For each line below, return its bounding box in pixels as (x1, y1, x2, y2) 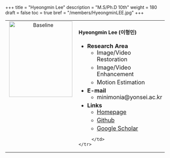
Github (97, 116, 115, 124)
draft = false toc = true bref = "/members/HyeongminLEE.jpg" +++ (5, 10, 144, 16)
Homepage (97, 108, 126, 116)
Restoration (97, 56, 127, 63)
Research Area (87, 42, 128, 49)
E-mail (87, 87, 106, 94)
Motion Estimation (97, 78, 145, 86)
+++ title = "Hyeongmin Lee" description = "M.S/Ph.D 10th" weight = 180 (5, 5, 157, 10)
